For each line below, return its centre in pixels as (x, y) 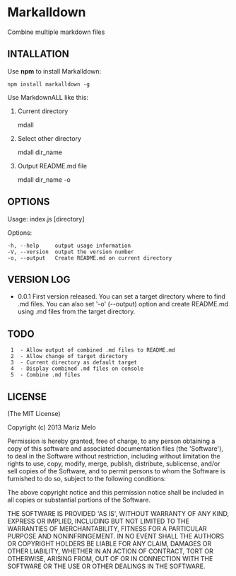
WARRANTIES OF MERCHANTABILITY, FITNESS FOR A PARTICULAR (107, 529)
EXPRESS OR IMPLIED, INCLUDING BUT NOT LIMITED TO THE (98, 521)
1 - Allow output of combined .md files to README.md (93, 350)
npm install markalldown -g (49, 84)
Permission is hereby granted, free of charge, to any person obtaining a (111, 441)
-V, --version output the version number (71, 252)
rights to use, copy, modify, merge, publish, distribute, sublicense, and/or (114, 463)
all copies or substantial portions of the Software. (79, 500)
